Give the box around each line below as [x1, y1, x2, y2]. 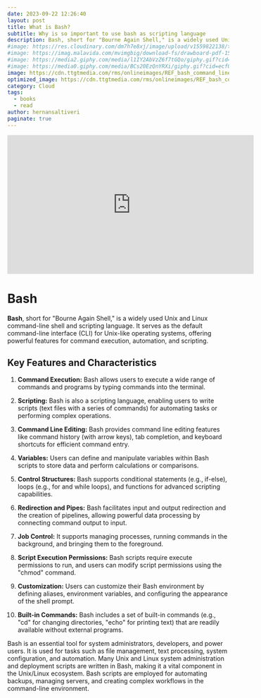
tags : [7, 89, 23, 96]
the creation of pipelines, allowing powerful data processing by [17, 511, 200, 520]
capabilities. [17, 490, 53, 498]
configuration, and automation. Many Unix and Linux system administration [7, 654, 225, 663]
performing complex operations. [17, 412, 111, 420]
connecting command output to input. [17, 519, 127, 527]
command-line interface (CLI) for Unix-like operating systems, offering [7, 329, 212, 337]
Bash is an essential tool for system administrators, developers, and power [7, 639, 224, 648]
